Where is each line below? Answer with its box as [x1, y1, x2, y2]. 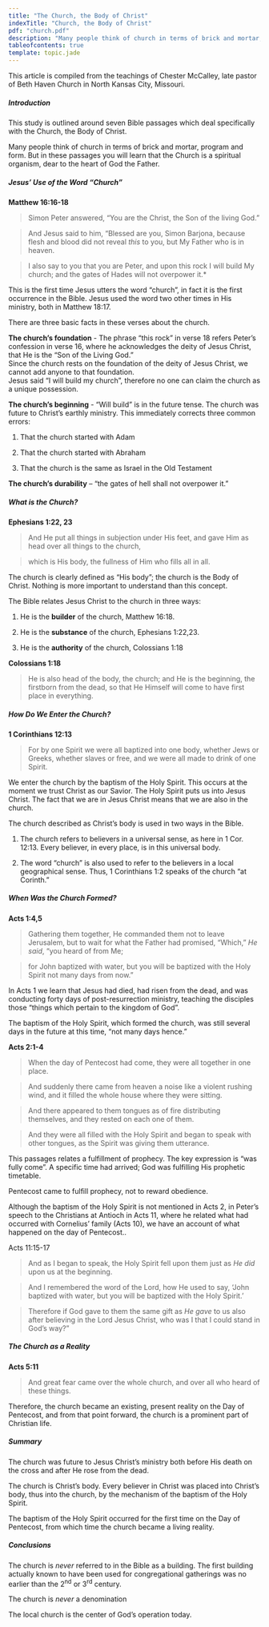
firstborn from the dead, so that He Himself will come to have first [27, 682, 245, 692]
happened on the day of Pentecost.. [8, 1227, 126, 1237]
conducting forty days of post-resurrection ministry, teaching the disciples [8, 994, 255, 1003]
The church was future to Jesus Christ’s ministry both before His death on [8, 1456, 253, 1466]
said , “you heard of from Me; [27, 946, 124, 955]
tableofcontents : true [8, 42, 84, 50]
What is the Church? [8, 497, 78, 507]
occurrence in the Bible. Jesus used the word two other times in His [8, 293, 232, 303]
